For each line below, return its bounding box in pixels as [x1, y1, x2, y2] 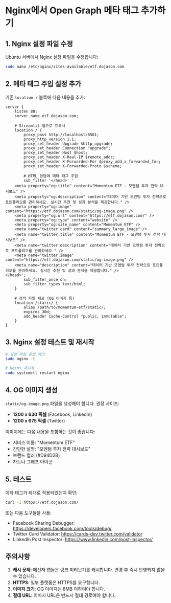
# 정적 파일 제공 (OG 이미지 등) [14, 296, 75, 301]
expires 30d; [23, 309, 52, 315]
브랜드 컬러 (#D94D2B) [12, 452, 60, 458]
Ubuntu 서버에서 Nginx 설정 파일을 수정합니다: [5, 54, 99, 60]
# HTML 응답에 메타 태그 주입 [23, 173, 78, 178]
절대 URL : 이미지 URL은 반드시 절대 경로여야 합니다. [12, 592, 116, 598]
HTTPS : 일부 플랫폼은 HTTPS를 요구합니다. [12, 579, 100, 586]
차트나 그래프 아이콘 [12, 458, 53, 464]
